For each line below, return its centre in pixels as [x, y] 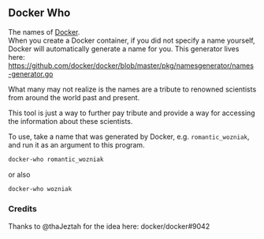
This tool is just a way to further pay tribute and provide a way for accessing [132, 113]
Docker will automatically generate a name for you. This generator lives [124, 49]
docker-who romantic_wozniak [56, 159]
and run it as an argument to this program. [76, 144]
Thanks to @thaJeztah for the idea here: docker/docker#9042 [109, 226]
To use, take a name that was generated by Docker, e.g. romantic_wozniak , [129, 136]
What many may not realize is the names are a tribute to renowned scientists [132, 89]
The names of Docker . [44, 32]
